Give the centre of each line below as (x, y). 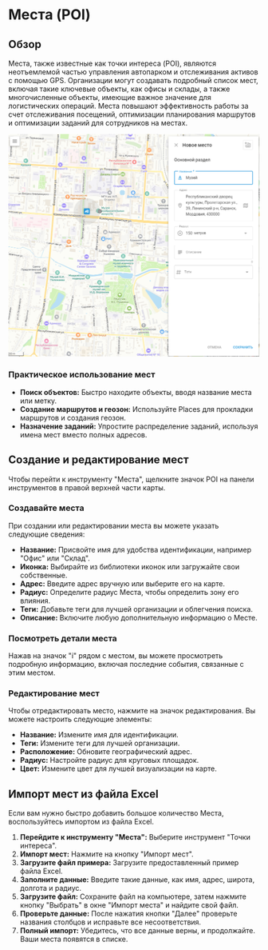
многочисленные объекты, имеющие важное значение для (110, 97)
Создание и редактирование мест (99, 460)
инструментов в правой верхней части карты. (87, 487)
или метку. (38, 401)
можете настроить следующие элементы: (80, 719)
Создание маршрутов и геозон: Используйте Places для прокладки (136, 409)
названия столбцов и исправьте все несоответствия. (110, 922)
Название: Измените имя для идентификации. (99, 735)
